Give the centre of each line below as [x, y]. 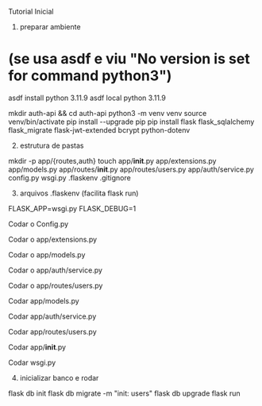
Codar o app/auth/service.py [56, 270]
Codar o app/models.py [47, 254]
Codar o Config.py [39, 224]
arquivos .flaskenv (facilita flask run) [79, 193]
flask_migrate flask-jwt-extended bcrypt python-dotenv [99, 130]
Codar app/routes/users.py [52, 331]
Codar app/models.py [44, 300]
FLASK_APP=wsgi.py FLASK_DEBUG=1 [72, 208]
